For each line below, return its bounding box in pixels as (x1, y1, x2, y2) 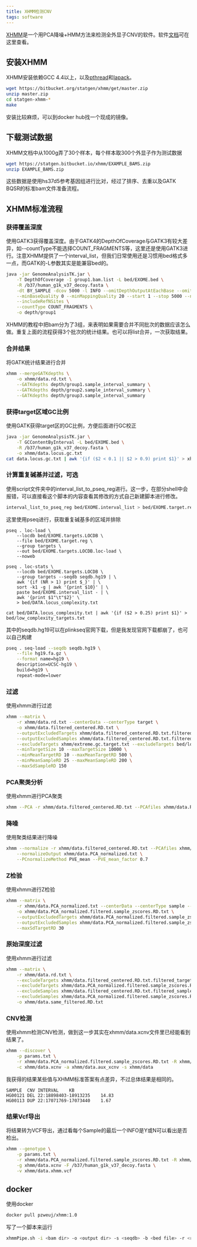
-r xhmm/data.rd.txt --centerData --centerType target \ (16, 719, 159, 725)
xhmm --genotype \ (6, 1146, 51, 1152)
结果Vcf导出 (6, 1112, 40, 1120)
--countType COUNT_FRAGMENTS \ (16, 304, 93, 310)
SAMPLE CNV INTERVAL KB (6, 1087, 75, 1093)
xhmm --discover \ (6, 1048, 51, 1054)
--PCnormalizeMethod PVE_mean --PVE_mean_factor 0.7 (16, 857, 148, 863)
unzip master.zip (6, 91, 49, 97)
